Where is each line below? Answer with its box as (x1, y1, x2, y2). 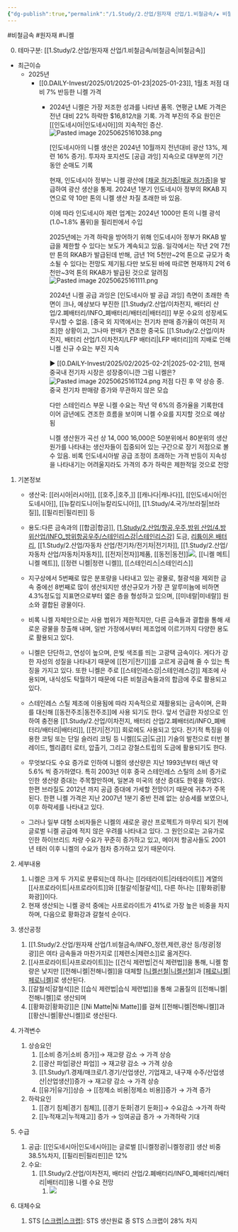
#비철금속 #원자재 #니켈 (7, 31, 74, 39)
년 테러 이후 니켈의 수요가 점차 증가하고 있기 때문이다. (28, 844, 176, 852)
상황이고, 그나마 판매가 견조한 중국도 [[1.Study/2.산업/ (64, 326, 214, 334)
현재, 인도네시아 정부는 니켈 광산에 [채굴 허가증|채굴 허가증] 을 (49, 175, 219, 185)
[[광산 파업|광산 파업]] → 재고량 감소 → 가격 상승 (38, 1059, 174, 1067)
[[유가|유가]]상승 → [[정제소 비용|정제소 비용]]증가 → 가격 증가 (38, 1085, 211, 1094)
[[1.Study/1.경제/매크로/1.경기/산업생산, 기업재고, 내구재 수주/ (38, 1067, 208, 1076)
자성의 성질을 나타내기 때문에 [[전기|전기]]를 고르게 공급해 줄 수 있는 (35, 657, 223, 666)
